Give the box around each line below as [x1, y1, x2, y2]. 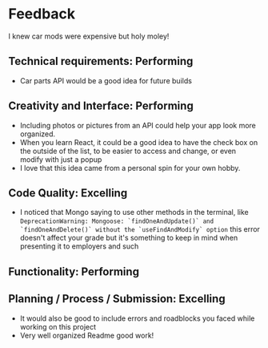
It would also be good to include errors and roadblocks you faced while [19, 314, 255, 323]
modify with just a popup [19, 154, 102, 164]
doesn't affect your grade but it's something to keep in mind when [19, 233, 238, 243]
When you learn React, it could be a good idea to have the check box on [19, 137, 258, 147]
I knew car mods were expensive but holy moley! [8, 31, 170, 41]
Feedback [8, 5, 76, 23]
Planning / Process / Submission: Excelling [8, 292, 226, 306]
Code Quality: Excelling [8, 186, 128, 200]
